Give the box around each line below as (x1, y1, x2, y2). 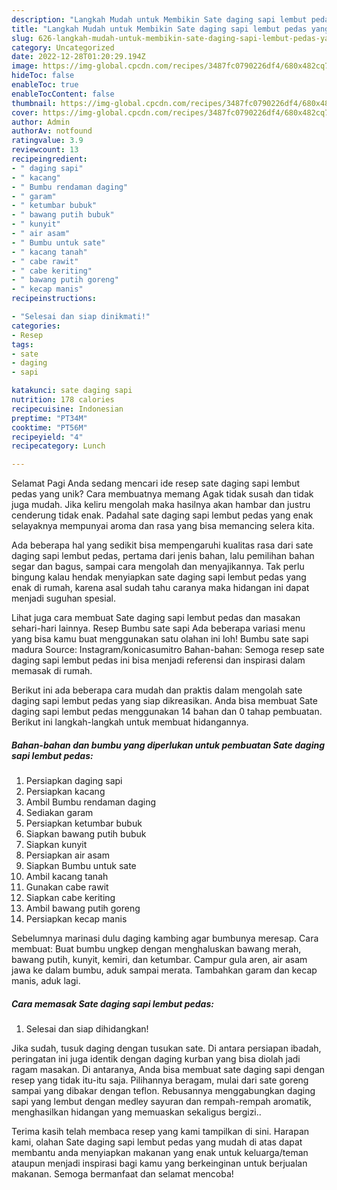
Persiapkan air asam (25, 849, 110, 861)
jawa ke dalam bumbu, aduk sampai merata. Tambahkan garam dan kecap (11, 964, 318, 976)
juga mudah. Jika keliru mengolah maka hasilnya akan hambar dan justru (11, 499, 311, 511)
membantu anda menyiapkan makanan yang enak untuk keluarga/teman (11, 1147, 309, 1159)
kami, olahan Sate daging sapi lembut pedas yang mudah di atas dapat (11, 1136, 303, 1148)
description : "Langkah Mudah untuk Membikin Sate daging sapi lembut (11, 14, 308, 25)
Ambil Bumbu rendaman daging (25, 796, 157, 808)
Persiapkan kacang (25, 786, 106, 798)
